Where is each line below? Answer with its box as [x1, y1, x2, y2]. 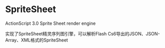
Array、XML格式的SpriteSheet [5, 37, 68, 43]
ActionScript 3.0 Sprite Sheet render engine [5, 20, 96, 26]
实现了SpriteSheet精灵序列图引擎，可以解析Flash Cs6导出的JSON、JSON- [5, 30, 160, 36]
